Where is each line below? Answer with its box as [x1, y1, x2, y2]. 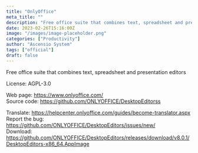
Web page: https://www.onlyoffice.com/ [6, 91, 104, 98]
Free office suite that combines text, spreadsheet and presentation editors [6, 68, 187, 75]
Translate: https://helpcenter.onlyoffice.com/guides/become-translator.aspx [6, 109, 190, 116]
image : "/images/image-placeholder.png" [6, 31, 107, 36]
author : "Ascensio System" [6, 42, 72, 48]
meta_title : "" [6, 14, 44, 20]
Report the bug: [6, 115, 44, 122]
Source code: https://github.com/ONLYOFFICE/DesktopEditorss [6, 98, 161, 105]
